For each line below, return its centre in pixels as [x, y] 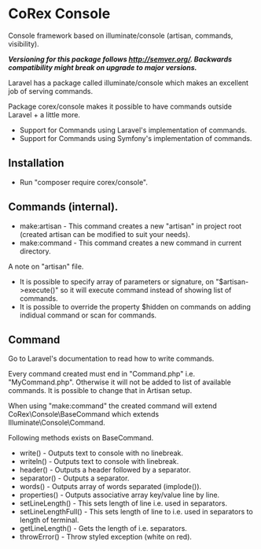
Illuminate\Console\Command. [57, 423]
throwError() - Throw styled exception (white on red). [106, 537]
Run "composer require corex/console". [83, 182]
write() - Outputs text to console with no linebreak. [101, 453]
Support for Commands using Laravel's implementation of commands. [133, 130]
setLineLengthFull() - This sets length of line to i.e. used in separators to [136, 512]
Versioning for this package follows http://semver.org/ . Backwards [120, 59]
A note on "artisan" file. [46, 266]
